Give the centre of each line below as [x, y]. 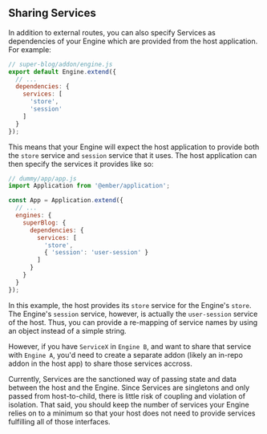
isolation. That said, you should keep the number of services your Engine [129, 404]
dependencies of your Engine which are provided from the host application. [133, 41]
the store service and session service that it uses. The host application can [133, 155]
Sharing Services [52, 13]
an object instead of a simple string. [67, 331]
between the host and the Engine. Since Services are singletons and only [129, 387]
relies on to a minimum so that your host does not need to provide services [132, 413]
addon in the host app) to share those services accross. [100, 363]
